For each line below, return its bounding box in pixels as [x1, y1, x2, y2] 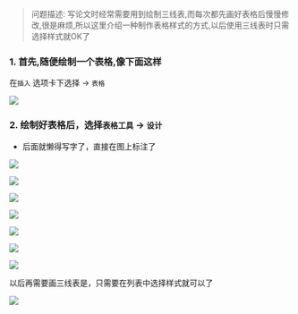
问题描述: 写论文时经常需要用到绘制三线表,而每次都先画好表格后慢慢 [30, 9, 282, 19]
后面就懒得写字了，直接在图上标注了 [21, 140, 157, 151]
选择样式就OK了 [30, 31, 90, 41]
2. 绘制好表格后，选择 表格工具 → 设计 [9, 119, 163, 132]
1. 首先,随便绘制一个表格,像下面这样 [9, 55, 163, 68]
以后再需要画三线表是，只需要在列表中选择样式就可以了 [9, 277, 213, 288]
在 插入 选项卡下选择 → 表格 [9, 78, 106, 89]
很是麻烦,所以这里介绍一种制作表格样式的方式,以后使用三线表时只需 [41, 20, 289, 30]
